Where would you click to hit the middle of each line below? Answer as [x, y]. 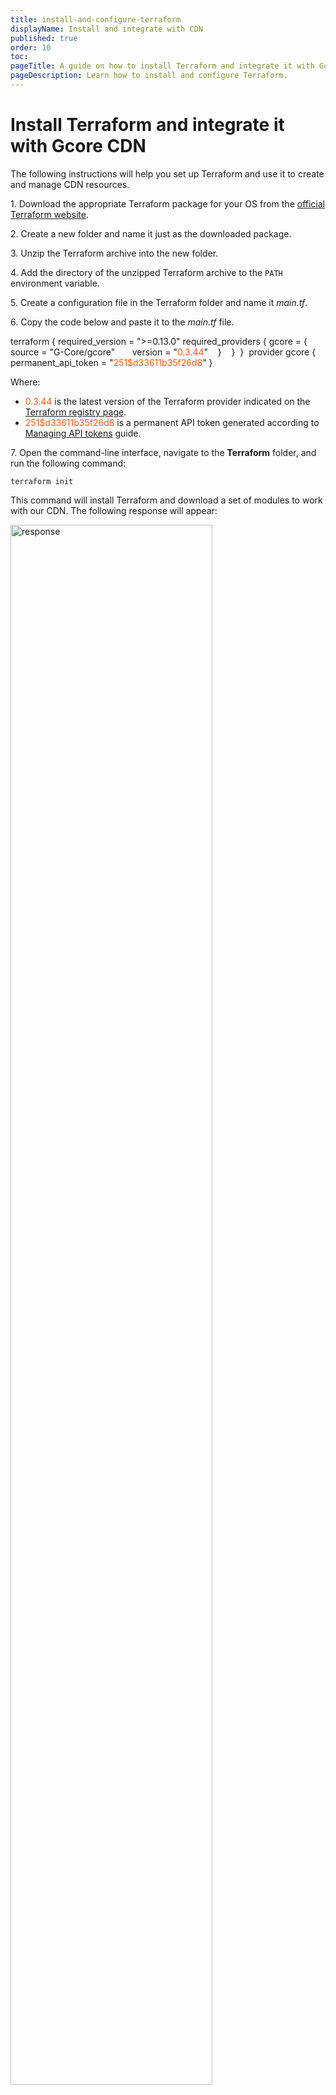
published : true [44, 38]
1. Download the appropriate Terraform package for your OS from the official [167, 203]
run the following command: [68, 463]
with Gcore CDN [78, 146]
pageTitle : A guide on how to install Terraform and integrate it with [162, 66]
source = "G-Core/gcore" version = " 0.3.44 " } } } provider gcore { [163, 352]
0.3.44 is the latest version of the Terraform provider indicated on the [167, 401]
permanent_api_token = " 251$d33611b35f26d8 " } [111, 362]
